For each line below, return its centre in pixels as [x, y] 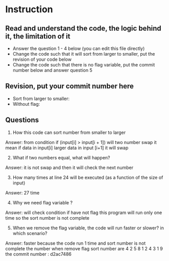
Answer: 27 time [22, 193]
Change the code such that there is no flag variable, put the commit [84, 65]
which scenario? [30, 233]
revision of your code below [42, 59]
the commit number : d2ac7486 [38, 254]
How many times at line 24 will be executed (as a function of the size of [88, 177]
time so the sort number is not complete [47, 218]
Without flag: [26, 104]
